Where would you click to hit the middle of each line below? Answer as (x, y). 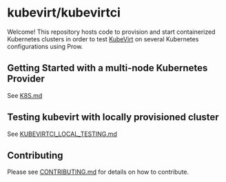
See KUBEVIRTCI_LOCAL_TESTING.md (62, 134)
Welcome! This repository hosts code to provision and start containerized (111, 32)
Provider (26, 79)
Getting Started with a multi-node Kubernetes (107, 68)
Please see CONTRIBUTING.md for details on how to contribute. (98, 172)
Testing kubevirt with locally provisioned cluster (113, 118)
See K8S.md (25, 95)
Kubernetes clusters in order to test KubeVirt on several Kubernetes (103, 39)
